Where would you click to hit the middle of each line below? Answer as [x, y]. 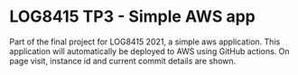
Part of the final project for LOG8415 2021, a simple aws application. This [145, 42]
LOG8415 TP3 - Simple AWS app [132, 17]
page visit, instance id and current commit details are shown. [123, 61]
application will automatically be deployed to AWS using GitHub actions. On [150, 51]
